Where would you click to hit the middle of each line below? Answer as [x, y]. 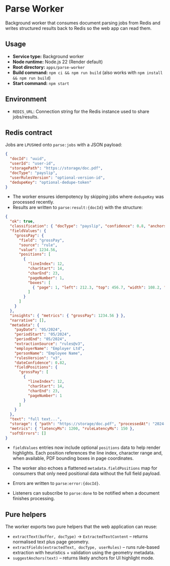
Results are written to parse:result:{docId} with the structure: [78, 208]
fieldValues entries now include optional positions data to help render [87, 448]
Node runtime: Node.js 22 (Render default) [58, 62]
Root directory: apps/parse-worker [49, 67]
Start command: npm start [41, 83]
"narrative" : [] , [28, 320]
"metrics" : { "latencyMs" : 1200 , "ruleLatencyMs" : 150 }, [72, 428]
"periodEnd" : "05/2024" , [40, 339]
